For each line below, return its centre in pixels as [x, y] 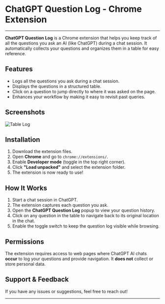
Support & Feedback [37, 280]
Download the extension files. [42, 152]
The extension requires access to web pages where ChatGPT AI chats [76, 253]
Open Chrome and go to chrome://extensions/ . [60, 157]
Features [19, 69]
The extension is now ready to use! [48, 172]
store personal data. [25, 264]
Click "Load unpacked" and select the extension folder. [69, 167]
